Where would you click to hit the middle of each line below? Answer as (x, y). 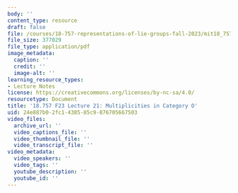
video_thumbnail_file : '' (52, 139)
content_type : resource (42, 21)
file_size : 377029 (34, 40)
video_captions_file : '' (50, 132)
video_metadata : (31, 152)
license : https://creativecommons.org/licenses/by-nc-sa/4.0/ (101, 93)
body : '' (20, 14)
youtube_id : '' (36, 178)
